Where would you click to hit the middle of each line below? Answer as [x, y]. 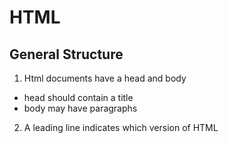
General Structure [66, 54]
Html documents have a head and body [105, 78]
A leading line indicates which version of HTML [121, 127]
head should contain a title [78, 97]
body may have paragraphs [80, 108]
